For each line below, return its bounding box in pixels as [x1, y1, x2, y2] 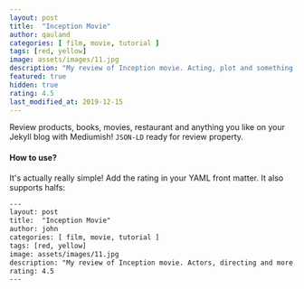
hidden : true [9, 80, 59, 89]
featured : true [9, 72, 67, 81]
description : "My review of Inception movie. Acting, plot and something [9, 64, 294, 73]
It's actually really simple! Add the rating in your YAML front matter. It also [9, 172, 284, 183]
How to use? [9, 152, 57, 163]
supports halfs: [9, 182, 66, 192]
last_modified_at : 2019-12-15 [9, 97, 124, 107]
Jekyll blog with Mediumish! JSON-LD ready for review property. [9, 132, 244, 143]
